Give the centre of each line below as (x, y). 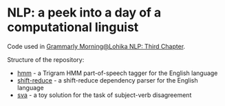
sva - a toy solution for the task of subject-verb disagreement (104, 95)
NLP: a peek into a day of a (84, 13)
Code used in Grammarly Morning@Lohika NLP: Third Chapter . (96, 46)
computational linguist (73, 27)
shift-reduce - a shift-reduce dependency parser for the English (107, 80)
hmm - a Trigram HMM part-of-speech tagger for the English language (117, 73)
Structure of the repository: (46, 59)
